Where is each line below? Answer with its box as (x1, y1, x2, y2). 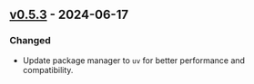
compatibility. (22, 64, 74, 75)
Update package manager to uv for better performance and (22, 54, 246, 66)
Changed (9, 34, 52, 47)
